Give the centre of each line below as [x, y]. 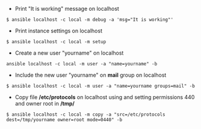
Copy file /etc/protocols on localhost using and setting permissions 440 [105, 97]
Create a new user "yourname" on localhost [69, 53]
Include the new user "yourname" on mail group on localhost [91, 75]
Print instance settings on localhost [58, 31]
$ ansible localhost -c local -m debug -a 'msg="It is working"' [90, 20]
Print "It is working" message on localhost [67, 9]
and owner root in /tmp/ [45, 103]
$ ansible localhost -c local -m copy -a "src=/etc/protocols [86, 115]
